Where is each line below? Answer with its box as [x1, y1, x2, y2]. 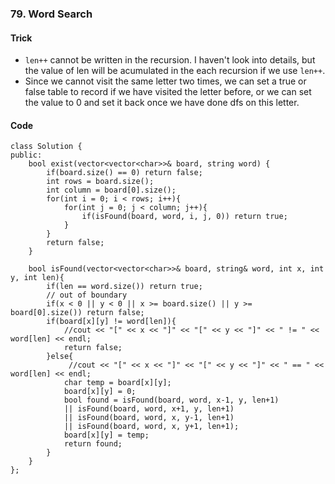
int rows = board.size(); [46, 177, 155, 187]
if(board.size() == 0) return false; [46, 168, 203, 178]
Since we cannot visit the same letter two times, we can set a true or [24, 75, 307, 87]
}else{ [46, 352, 74, 362]
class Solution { [10, 142, 83, 152]
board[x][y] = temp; [63, 430, 150, 441]
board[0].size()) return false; [10, 308, 145, 318]
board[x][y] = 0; [63, 387, 137, 397]
